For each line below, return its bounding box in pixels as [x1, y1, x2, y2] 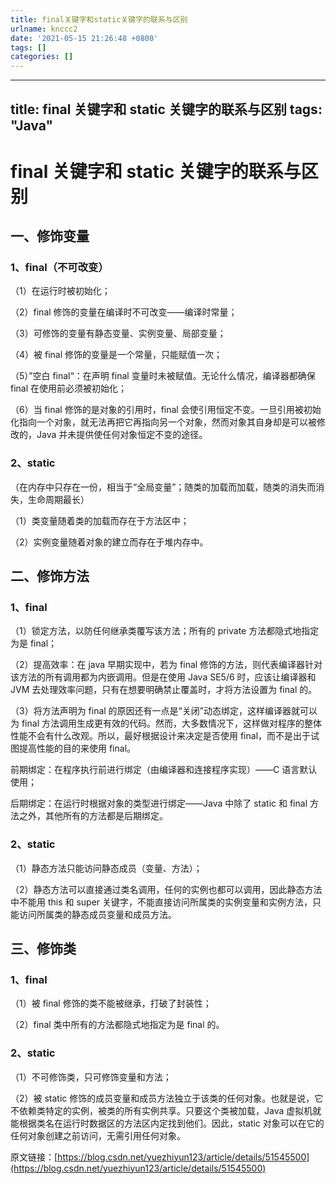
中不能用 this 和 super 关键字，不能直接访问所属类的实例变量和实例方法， [10, 896, 313, 908]
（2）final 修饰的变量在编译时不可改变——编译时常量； [10, 306, 238, 318]
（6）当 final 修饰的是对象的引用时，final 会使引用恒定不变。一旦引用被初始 [10, 404, 322, 416]
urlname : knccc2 [10, 24, 78, 34]
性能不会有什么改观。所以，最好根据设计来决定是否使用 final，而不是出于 [10, 730, 312, 742]
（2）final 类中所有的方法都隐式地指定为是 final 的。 [10, 1019, 225, 1031]
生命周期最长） [27, 493, 90, 505]
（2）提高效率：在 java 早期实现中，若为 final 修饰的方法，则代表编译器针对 [10, 659, 323, 671]
